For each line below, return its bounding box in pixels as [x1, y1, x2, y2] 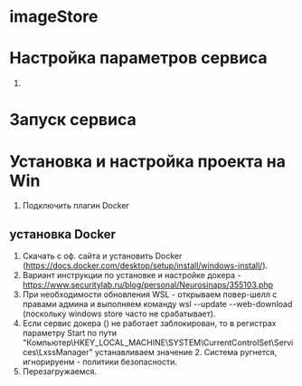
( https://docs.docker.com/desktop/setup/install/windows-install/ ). [22, 260, 269, 271]
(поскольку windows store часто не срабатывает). [22, 308, 216, 319]
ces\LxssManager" [22, 347, 93, 358]
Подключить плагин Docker [22, 200, 129, 211]
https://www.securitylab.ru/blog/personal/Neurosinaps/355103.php [22, 279, 274, 291]
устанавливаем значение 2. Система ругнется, [94, 347, 278, 358]
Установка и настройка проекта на [9, 151, 287, 171]
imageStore [9, 6, 99, 27]
